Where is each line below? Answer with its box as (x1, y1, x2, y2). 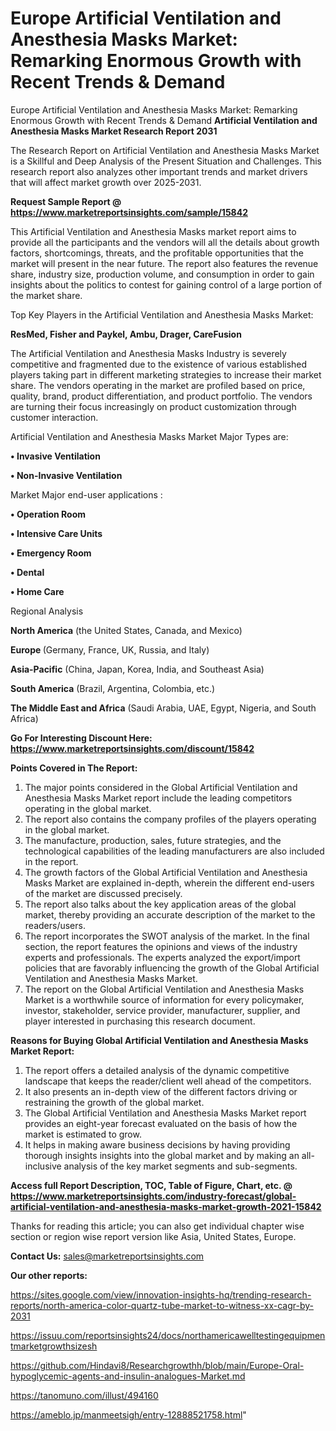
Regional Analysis (10, 605, 84, 617)
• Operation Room (10, 508, 87, 520)
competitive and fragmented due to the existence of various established (10, 358, 308, 370)
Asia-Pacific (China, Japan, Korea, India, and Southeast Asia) (10, 663, 265, 675)
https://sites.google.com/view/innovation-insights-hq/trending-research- (10, 1288, 312, 1301)
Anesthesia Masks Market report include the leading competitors (24, 792, 293, 804)
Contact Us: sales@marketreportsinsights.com (10, 1250, 205, 1262)
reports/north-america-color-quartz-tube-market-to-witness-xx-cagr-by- (10, 1299, 314, 1311)
